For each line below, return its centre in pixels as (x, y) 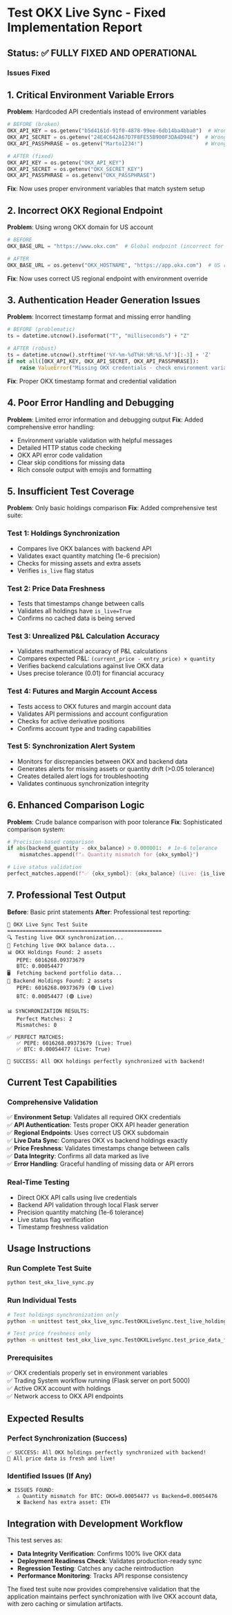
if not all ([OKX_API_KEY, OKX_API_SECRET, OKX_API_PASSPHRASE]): (103, 361)
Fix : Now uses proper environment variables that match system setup (106, 189)
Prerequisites (30, 1358)
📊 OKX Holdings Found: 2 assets (55, 952)
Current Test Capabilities (62, 1082)
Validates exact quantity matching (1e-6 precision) (88, 556)
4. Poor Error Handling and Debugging (91, 403)
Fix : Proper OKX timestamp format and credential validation (92, 381)
